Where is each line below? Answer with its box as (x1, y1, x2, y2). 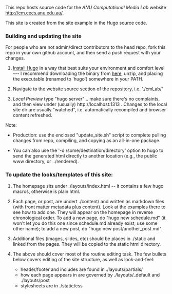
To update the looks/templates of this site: (5, 171, 113, 179)
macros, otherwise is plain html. (12, 188, 81, 194)
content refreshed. (12, 112, 52, 119)
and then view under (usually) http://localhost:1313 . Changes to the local (12, 101, 167, 107)
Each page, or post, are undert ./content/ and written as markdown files (12, 198, 164, 204)
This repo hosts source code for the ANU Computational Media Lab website (5, 5, 167, 10)
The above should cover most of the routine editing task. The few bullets (12, 251, 167, 257)
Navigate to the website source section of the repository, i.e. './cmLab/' (12, 86, 163, 92)
